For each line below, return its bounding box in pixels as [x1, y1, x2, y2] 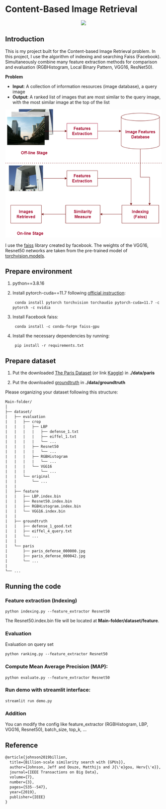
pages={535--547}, [9, 785, 48, 790]
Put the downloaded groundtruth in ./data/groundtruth [12, 380, 126, 386]
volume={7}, [9, 775, 35, 780]
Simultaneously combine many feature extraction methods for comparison [5, 59, 158, 65]
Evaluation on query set [5, 641, 54, 647]
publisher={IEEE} [9, 795, 46, 800]
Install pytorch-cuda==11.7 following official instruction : [12, 290, 126, 296]
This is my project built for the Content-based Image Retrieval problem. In [5, 48, 156, 54]
